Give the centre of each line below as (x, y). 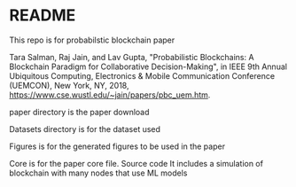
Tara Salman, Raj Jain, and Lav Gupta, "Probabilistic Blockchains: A (132, 57)
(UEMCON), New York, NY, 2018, (69, 85)
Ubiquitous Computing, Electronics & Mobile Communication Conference (142, 75)
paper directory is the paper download (79, 112)
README (43, 16)
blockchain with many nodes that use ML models (98, 173)
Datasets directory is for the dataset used (85, 129)
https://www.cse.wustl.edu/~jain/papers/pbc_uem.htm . (110, 95)
